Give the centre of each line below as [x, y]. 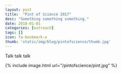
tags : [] [14, 33]
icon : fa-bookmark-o [26, 37]
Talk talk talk [18, 56]
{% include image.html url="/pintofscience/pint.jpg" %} [61, 65]
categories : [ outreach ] [30, 28]
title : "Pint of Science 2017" [38, 14]
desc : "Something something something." [47, 19]
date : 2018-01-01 [23, 23]
